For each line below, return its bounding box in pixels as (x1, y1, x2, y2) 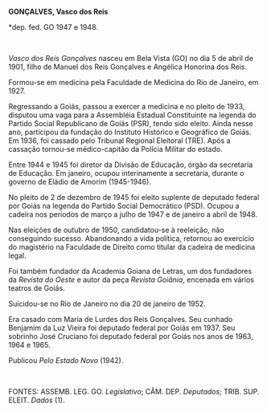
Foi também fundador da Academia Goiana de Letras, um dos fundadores (8, 267, 253, 275)
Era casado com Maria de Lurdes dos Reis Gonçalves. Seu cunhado (8, 315, 233, 324)
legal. (8, 251, 27, 260)
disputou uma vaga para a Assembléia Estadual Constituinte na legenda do (8, 110, 257, 120)
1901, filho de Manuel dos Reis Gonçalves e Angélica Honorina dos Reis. (8, 62, 248, 71)
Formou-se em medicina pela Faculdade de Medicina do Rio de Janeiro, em (8, 78, 259, 87)
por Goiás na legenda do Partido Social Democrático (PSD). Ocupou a (8, 201, 240, 210)
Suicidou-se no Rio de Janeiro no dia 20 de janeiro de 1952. (8, 299, 207, 308)
